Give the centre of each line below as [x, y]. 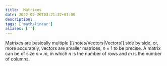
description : [19, 19]
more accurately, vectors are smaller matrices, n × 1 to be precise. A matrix [83, 48]
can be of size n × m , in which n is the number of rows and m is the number [84, 54]
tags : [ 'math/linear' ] [29, 24]
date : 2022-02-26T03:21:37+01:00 [40, 15]
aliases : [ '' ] [20, 29]
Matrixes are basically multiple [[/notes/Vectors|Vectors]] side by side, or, [82, 43]
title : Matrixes [23, 10]
